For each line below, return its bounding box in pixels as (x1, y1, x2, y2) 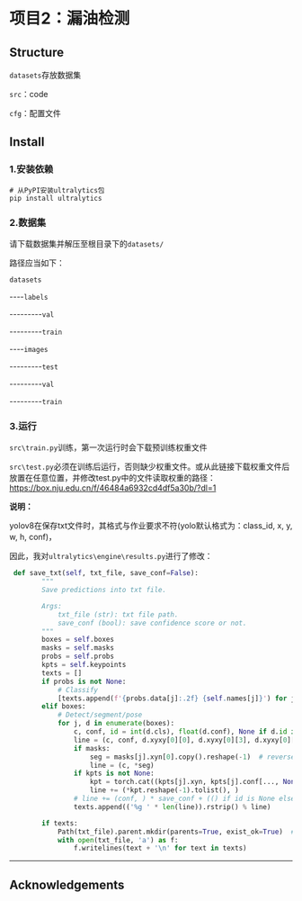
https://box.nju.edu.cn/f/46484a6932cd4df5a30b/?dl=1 (9, 482, 217, 493)
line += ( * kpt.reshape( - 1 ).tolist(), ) (89, 786, 240, 795)
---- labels (9, 291, 49, 302)
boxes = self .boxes (41, 635, 115, 644)
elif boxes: (41, 702, 87, 711)
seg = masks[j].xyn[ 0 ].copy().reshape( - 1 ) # (89, 752, 263, 761)
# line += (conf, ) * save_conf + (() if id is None (73, 794, 276, 804)
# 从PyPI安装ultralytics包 (9, 185, 105, 194)
